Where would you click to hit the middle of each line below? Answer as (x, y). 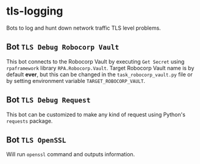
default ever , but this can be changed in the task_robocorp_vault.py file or (99, 74)
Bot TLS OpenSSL (36, 139)
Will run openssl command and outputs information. (71, 154)
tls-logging (35, 11)
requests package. (30, 121)
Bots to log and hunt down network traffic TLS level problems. (84, 28)
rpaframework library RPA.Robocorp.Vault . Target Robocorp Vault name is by (100, 68)
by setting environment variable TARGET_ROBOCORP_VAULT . (76, 80)
